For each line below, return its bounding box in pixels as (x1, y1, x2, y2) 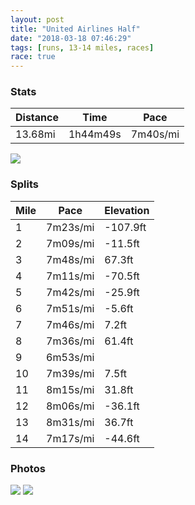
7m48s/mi (46, 252, 95, 266)
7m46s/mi (46, 317, 95, 331)
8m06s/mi (46, 399, 95, 413)
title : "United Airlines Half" (10, 24, 141, 34)
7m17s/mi (46, 431, 95, 445)
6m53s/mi (46, 350, 95, 364)
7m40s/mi (130, 127, 180, 141)
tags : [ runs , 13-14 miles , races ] (10, 42, 155, 53)
